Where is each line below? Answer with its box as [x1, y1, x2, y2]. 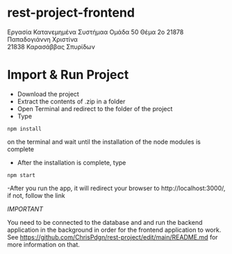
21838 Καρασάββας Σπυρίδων [7, 42, 95, 51]
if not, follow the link [7, 191, 65, 199]
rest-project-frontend [7, 5, 135, 21]
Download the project [17, 90, 80, 98]
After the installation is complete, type [17, 158, 126, 167]
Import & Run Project [7, 67, 129, 83]
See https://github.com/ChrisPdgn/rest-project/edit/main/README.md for [7, 232, 218, 241]
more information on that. [7, 240, 80, 248]
